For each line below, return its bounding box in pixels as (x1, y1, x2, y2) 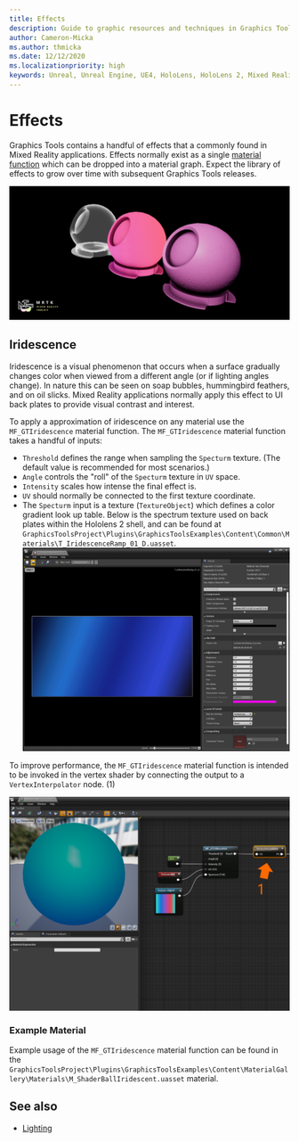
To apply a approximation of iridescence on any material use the (9, 415, 245, 427)
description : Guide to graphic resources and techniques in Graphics (9, 23, 273, 33)
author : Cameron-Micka (9, 33, 93, 42)
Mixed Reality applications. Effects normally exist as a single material (9, 149, 262, 160)
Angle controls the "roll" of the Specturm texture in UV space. (21, 471, 241, 481)
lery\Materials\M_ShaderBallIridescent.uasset (9, 1074, 185, 1083)
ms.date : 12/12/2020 (9, 52, 86, 62)
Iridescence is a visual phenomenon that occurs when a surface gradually (9, 361, 280, 372)
